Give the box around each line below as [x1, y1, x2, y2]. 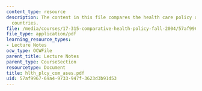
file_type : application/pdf [6, 31, 77, 37]
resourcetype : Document [6, 64, 66, 71]
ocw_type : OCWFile [6, 48, 52, 54]
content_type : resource [6, 8, 66, 15]
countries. [11, 20, 39, 26]
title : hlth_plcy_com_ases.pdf [6, 70, 85, 76]
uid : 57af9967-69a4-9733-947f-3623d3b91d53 [6, 75, 117, 81]
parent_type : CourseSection [6, 59, 77, 65]
